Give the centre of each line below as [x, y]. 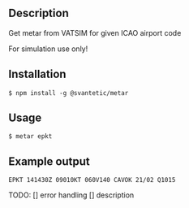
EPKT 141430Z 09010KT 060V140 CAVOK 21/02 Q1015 [92, 180]
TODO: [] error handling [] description [71, 195]
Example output [49, 161]
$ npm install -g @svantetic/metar [69, 93]
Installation [37, 74]
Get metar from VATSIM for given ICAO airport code [95, 32]
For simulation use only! [48, 49]
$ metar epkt [30, 136]
